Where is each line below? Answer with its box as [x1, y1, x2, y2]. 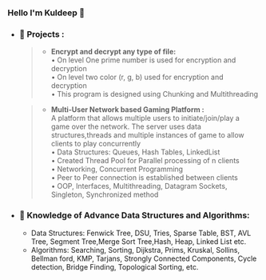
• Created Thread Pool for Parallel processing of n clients [50, 156, 240, 166]
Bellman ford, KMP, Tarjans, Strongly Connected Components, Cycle [30, 254, 257, 263]
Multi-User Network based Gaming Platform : [50, 105, 204, 114]
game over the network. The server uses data [50, 122, 201, 131]
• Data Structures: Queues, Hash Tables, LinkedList [50, 147, 220, 157]
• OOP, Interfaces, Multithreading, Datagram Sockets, [50, 182, 228, 191]
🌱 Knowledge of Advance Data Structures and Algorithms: [18, 210, 250, 221]
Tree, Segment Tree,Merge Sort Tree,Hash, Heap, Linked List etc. [30, 236, 247, 246]
